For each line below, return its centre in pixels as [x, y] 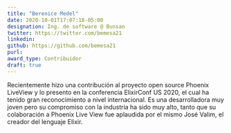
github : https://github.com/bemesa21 [62, 46]
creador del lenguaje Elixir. [45, 121]
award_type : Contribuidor [44, 59]
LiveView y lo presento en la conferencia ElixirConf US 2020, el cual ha [108, 92]
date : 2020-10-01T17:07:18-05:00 [55, 20]
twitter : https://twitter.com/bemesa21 [65, 33]
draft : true [24, 65]
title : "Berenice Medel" [43, 14]
